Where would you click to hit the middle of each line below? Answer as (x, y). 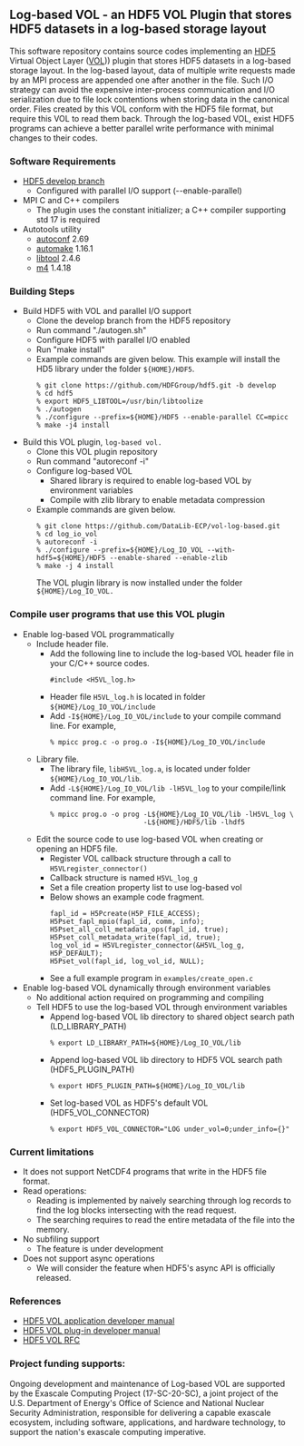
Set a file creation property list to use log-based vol (146, 887)
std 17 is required (68, 220)
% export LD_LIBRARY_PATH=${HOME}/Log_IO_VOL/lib (145, 1043)
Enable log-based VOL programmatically (98, 634)
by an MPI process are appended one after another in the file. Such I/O (142, 80)
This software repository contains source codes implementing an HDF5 (143, 51)
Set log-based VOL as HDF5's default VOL (129, 1103)
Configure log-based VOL (84, 471)
